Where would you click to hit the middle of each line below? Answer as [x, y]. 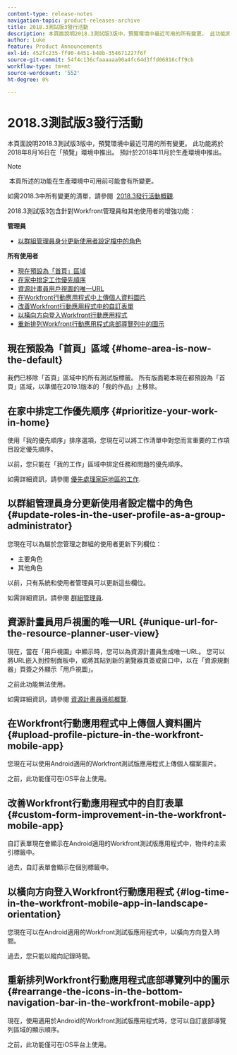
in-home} [29, 422]
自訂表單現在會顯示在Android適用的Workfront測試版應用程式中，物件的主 [114, 843]
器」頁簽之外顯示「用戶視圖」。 [52, 669]
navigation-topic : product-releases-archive [74, 20]
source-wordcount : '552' [44, 73]
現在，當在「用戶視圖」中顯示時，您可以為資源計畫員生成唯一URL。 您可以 [116, 651]
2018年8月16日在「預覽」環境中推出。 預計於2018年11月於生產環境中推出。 [116, 152]
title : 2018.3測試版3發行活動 [48, 27]
